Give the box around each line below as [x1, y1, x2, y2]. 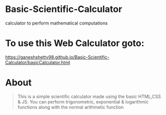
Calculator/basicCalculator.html [5, 59, 70, 65]
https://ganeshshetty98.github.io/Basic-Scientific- [5, 54, 110, 60]
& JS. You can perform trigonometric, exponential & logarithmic [17, 98, 149, 104]
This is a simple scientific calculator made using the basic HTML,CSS [17, 93, 161, 99]
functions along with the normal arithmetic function [17, 104, 124, 110]
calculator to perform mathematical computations [5, 20, 108, 26]
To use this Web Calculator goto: [5, 37, 144, 49]
